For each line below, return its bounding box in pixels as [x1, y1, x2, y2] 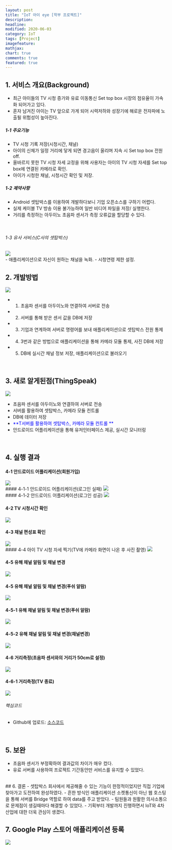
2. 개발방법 [5, 273, 39, 282]
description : [5, 17, 33, 22]
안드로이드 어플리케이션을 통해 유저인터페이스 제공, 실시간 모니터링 [12, 426, 146, 432]
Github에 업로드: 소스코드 [12, 719, 64, 726]
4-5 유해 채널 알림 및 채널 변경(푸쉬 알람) [5, 583, 86, 589]
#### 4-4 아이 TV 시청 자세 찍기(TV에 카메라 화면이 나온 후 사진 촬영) [5, 546, 146, 553]
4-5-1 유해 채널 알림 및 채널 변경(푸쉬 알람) [5, 607, 91, 613]
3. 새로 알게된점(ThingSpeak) [5, 376, 97, 386]
